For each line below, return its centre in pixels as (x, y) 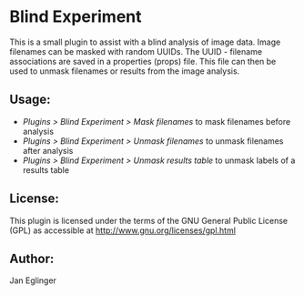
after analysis (48, 150)
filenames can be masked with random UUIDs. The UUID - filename (136, 51)
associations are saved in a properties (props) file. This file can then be (143, 61)
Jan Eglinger (33, 280)
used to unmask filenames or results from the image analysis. (125, 71)
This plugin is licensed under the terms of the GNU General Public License (149, 220)
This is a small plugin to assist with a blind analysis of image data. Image (145, 42)
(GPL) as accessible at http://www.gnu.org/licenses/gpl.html (123, 230)
